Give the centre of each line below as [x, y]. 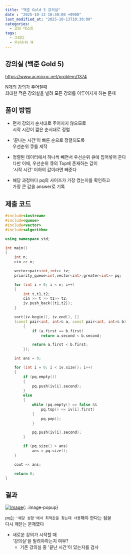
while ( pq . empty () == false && [64, 405]
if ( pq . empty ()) [40, 377]
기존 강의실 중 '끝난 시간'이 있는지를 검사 [59, 547]
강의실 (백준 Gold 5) [34, 64]
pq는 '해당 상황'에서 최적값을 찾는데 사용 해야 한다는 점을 [58, 518]
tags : [11, 33]
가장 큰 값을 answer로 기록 [38, 187]
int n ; [21, 257]
